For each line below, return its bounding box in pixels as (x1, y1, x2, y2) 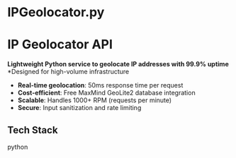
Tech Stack (7, 124, 58, 136)
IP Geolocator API (7, 37, 113, 53)
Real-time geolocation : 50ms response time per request (17, 81, 184, 90)
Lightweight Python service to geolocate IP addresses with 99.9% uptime (7, 60, 229, 68)
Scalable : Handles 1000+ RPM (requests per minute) (17, 96, 172, 104)
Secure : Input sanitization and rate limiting (17, 104, 142, 112)
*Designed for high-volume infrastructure (7, 68, 130, 76)
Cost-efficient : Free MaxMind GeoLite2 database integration (17, 89, 196, 97)
